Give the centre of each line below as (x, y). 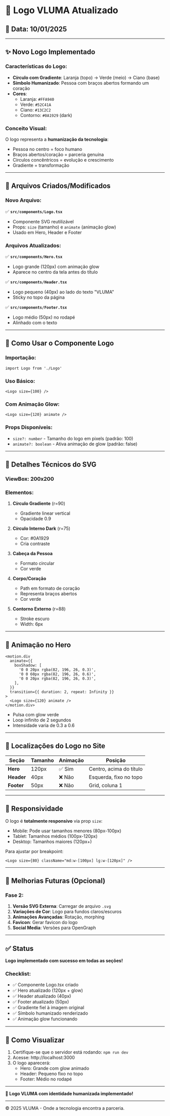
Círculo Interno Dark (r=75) (41, 528)
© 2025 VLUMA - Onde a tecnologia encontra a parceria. (65, 1108)
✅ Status (19, 949)
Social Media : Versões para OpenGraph (54, 928)
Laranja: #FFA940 (37, 99)
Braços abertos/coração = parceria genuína (58, 155)
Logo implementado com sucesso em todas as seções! (64, 961)
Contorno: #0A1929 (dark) (46, 115)
